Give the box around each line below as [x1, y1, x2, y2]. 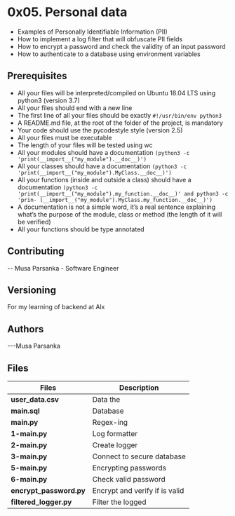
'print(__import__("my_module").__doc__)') [17, 156, 147, 163]
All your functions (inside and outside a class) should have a [17, 175, 192, 184]
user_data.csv [11, 395, 60, 404]
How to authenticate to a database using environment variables [17, 50, 201, 58]
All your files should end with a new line [17, 103, 133, 112]
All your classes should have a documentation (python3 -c [17, 162, 187, 170]
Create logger [92, 440, 138, 449]
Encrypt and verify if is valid [92, 486, 184, 495]
